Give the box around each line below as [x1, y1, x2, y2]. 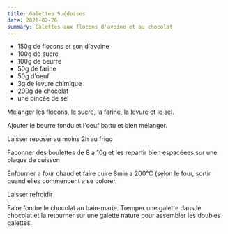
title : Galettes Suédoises [7, 10, 86, 17]
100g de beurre [17, 57, 62, 66]
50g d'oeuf [17, 72, 50, 80]
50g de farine [17, 64, 57, 73]
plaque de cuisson [7, 156, 61, 164]
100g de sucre [17, 50, 59, 58]
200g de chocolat [17, 87, 69, 95]
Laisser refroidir [7, 190, 53, 199]
